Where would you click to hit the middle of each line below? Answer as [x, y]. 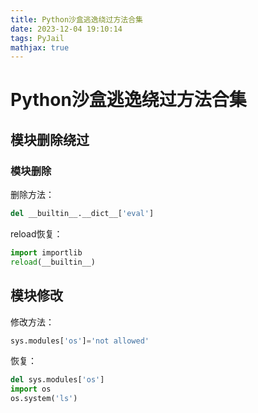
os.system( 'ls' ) [44, 399]
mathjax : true [40, 47]
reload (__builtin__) [53, 262]
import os [31, 389]
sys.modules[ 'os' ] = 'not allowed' [80, 341]
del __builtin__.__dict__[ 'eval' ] [82, 214]
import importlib [46, 253]
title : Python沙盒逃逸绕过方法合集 [76, 19]
